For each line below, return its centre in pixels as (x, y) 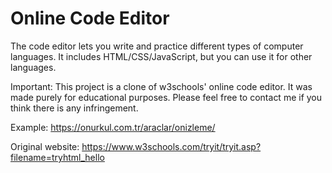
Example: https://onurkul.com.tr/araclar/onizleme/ (113, 127)
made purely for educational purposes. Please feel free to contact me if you (166, 97)
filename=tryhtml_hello (57, 157)
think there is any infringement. (74, 108)
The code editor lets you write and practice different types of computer (157, 46)
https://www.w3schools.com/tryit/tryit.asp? (171, 146)
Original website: (45, 146)
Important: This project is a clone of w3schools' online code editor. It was (161, 86)
